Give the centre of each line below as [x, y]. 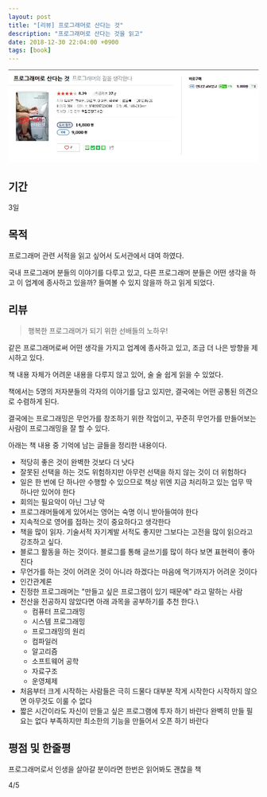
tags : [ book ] [30, 51]
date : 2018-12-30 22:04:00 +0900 [64, 42]
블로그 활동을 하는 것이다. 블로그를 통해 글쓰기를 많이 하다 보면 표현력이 [130, 551]
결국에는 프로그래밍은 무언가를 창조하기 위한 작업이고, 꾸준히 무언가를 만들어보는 [132, 418]
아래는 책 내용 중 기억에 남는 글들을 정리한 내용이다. [87, 445]
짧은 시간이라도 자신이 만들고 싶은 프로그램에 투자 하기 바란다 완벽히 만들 [132, 711]
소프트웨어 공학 [55, 661]
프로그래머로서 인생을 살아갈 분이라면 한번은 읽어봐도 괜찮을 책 [105, 769]
